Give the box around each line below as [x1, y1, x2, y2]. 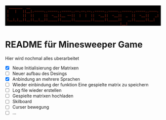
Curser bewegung [12, 104, 49, 110]
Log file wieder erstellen [12, 87, 62, 93]
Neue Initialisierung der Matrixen [12, 65, 79, 71]
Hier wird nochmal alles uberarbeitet [5, 55, 80, 61]
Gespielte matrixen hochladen [12, 93, 74, 99]
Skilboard [12, 99, 32, 105]
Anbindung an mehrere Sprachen [12, 76, 81, 82]
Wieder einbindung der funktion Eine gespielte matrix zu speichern [12, 82, 149, 88]
